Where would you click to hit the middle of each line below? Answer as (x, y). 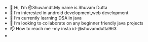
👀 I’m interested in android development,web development (69, 13)
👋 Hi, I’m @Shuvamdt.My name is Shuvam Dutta (58, 8)
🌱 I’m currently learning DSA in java (46, 18)
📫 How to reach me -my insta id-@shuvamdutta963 (63, 29)
